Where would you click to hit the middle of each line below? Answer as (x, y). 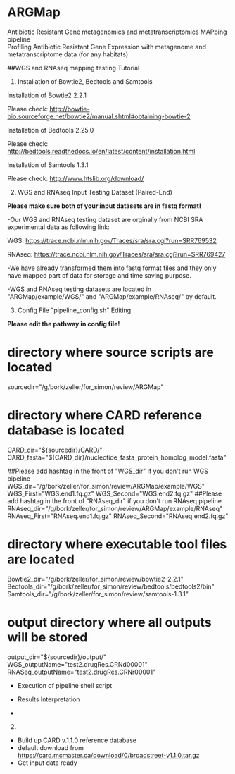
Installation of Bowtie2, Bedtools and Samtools (85, 81)
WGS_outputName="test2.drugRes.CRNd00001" (77, 664)
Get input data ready (47, 763)
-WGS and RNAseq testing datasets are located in (80, 289)
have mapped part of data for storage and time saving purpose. (99, 275)
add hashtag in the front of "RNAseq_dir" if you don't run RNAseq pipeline (114, 500)
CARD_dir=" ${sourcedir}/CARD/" (55, 450)
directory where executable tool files (117, 544)
